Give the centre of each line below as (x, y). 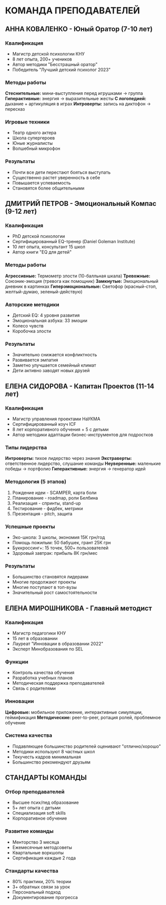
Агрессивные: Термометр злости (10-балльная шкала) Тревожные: (78, 276)
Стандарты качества (32, 871)
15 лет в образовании (35, 638)
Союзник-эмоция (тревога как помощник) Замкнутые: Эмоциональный (82, 281)
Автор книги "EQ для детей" (42, 252)
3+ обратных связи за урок (41, 887)
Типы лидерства (26, 448)
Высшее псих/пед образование (45, 803)
